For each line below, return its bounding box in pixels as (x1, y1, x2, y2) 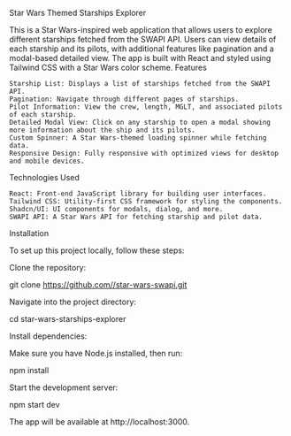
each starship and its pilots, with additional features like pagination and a (9, 43, 274, 54)
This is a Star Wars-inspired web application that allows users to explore (9, 25, 272, 34)
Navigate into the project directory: (9, 296, 137, 307)
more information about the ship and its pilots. (9, 126, 196, 134)
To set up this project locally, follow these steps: (9, 245, 185, 256)
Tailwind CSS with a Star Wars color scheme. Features (9, 62, 208, 73)
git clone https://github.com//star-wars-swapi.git (9, 279, 188, 290)
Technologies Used (9, 172, 80, 182)
